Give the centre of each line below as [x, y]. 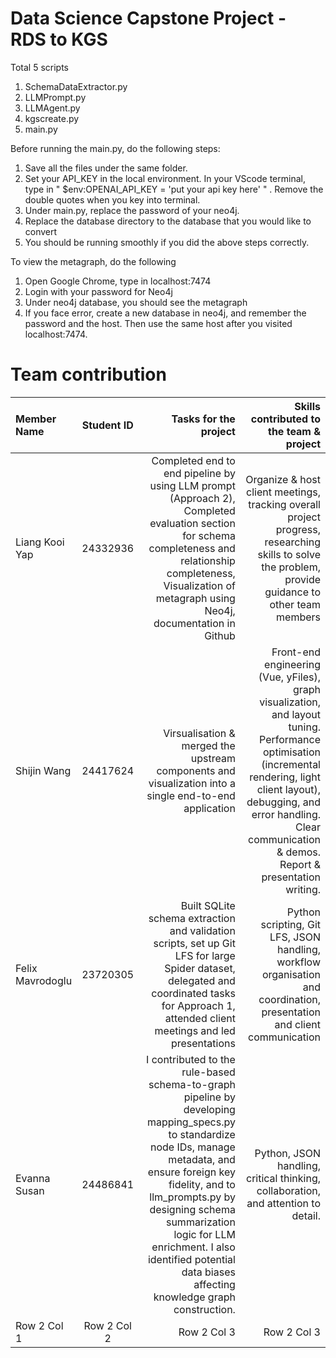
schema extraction [192, 918]
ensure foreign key [191, 1172]
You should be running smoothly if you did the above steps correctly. [167, 242]
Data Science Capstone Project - [148, 18]
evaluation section [192, 523]
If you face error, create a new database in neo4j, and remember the [165, 313]
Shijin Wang [43, 770]
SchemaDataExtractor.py [76, 86]
